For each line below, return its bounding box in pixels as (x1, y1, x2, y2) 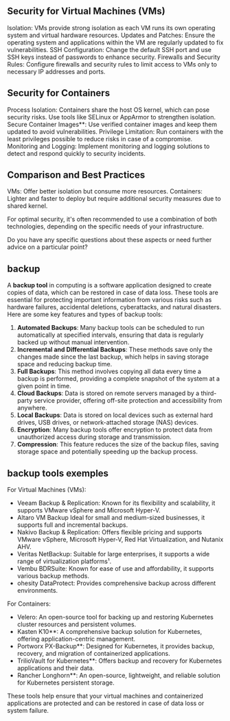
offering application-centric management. (16, 635, 136, 643)
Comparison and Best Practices (7, 169, 146, 181)
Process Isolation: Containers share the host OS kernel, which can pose (7, 106, 210, 114)
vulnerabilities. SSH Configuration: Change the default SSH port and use (7, 45, 211, 54)
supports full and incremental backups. (16, 521, 128, 529)
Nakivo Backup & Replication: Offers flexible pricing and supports (16, 528, 203, 536)
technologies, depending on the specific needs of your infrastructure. (7, 222, 204, 231)
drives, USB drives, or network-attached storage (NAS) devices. (16, 418, 199, 427)
